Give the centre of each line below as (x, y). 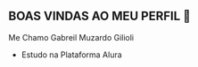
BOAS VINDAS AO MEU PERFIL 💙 (99, 16)
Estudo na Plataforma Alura (71, 55)
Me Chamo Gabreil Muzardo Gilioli (71, 37)
